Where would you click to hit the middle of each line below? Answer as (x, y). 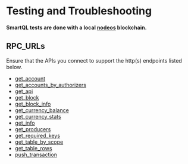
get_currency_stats (38, 116)
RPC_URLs (26, 46)
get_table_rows (33, 148)
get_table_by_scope (39, 142)
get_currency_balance (42, 110)
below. (14, 67)
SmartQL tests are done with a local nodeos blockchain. (76, 27)
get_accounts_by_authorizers (50, 85)
